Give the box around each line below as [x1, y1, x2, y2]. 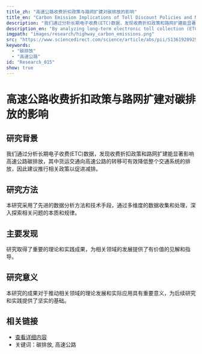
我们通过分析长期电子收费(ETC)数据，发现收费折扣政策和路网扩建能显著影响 [6, 150, 194, 157]
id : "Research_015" [6, 59, 55, 65]
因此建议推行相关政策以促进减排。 [16, 165, 101, 172]
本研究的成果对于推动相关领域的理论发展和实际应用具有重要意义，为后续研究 [6, 289, 196, 296]
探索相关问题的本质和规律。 [11, 209, 80, 216]
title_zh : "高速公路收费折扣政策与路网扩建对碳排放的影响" [6, 8, 137, 15]
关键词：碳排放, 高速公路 [14, 341, 76, 348]
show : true [6, 64, 34, 71]
